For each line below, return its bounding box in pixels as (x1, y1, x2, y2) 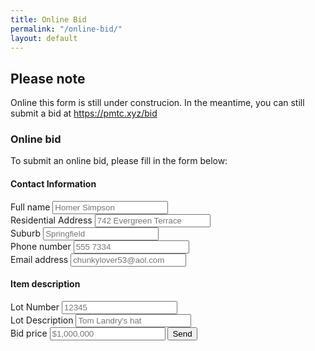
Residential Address (10, 214, 93, 226)
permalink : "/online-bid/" (10, 24, 123, 34)
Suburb (10, 227, 42, 239)
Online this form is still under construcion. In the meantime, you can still (10, 97, 305, 109)
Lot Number (10, 301, 60, 313)
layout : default (10, 33, 78, 43)
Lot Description (10, 314, 74, 326)
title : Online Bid (10, 14, 87, 25)
